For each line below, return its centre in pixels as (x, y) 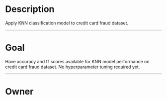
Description (30, 9)
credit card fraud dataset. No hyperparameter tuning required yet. (73, 67)
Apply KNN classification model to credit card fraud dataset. (67, 23)
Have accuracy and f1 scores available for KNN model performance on (77, 61)
